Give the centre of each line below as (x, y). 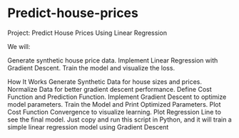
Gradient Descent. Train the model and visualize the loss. (91, 68)
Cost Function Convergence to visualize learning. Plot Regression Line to (114, 112)
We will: (19, 46)
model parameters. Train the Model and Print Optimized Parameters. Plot (114, 104)
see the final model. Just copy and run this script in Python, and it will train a (119, 120)
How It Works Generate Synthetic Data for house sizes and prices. (105, 81)
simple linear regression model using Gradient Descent (88, 127)
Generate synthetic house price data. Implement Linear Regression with (113, 60)
